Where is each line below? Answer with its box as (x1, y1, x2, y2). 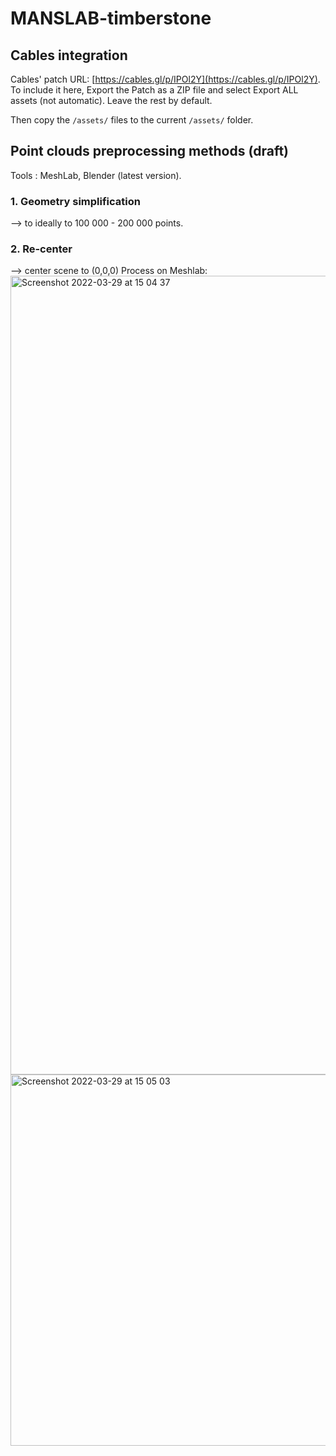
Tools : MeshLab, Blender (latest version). (10, 169, 182, 181)
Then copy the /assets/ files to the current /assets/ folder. (10, 114, 254, 126)
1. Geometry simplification (10, 194, 141, 208)
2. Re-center (10, 242, 73, 256)
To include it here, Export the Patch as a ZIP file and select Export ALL (10, 84, 299, 96)
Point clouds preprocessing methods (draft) (10, 143, 290, 160)
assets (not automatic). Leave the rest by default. (10, 95, 213, 106)
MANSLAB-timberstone (10, 7, 212, 30)
